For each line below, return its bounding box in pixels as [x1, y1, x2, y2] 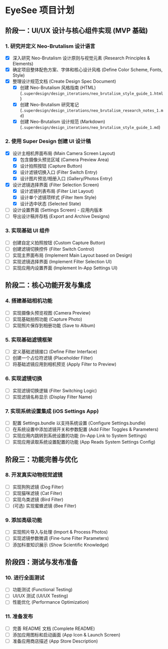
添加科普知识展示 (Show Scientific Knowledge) [12, 542, 109, 548]
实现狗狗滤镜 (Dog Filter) [12, 484, 64, 490]
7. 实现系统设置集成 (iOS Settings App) [5, 407, 99, 414]
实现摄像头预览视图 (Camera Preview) [12, 310, 91, 316]
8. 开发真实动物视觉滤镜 [5, 471, 63, 478]
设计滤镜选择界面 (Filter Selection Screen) [12, 182, 99, 188]
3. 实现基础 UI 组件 [5, 227, 50, 234]
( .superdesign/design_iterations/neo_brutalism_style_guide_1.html [20, 90, 163, 96]
